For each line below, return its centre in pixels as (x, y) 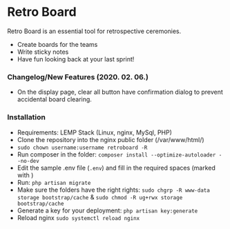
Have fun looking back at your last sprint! (76, 59)
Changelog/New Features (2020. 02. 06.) (78, 77)
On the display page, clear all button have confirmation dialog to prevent (120, 92)
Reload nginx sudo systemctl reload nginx (78, 217)
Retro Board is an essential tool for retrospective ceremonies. (94, 31)
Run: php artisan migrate (54, 182)
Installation (27, 117)
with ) (25, 175)
